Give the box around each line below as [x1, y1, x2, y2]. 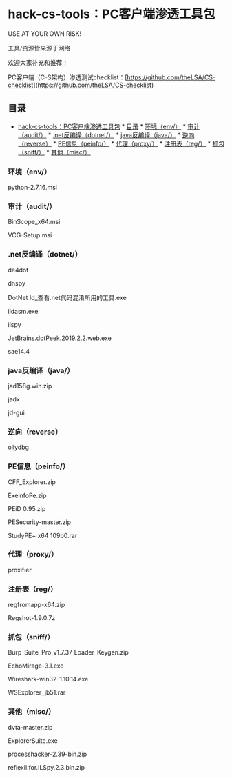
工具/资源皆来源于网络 [8, 43, 71, 52]
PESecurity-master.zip [8, 518, 72, 526]
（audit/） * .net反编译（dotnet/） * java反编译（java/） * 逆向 [17, 130, 195, 139]
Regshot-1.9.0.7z [8, 614, 56, 622]
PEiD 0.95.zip [8, 504, 46, 512]
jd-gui [8, 408, 25, 417]
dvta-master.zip [8, 723, 53, 731]
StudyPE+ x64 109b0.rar [8, 531, 78, 539]
